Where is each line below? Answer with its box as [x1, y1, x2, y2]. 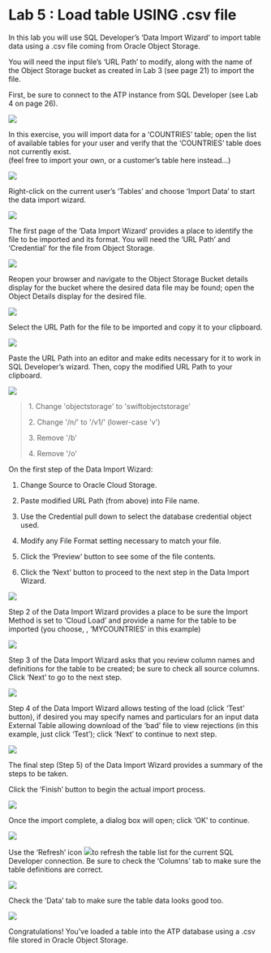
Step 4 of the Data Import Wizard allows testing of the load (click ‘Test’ [8, 703, 245, 713]
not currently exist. [8, 146, 71, 156]
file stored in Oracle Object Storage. [8, 935, 129, 945]
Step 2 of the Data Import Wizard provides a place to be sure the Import [8, 606, 248, 616]
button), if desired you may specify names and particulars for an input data [8, 712, 259, 722]
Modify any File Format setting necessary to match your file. [19, 536, 222, 545]
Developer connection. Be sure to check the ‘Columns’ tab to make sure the [8, 856, 261, 865]
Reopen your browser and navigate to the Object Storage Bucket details [8, 274, 249, 283]
